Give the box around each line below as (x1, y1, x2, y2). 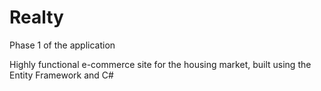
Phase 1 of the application (9, 39, 116, 51)
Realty (9, 6, 64, 29)
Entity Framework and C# (9, 69, 114, 81)
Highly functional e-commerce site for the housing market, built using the (9, 58, 312, 70)
